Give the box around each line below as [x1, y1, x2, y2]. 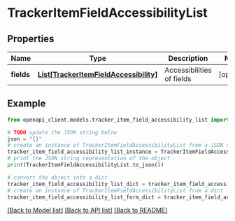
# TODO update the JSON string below [7, 129, 117, 136]
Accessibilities [164, 65, 212, 75]
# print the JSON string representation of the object [7, 155, 171, 162]
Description [168, 54, 208, 63]
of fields [164, 74, 192, 83]
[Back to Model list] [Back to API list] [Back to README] [7, 206, 168, 215]
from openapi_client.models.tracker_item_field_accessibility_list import [7, 116, 230, 123]
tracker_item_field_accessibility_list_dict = [7, 180, 145, 187]
